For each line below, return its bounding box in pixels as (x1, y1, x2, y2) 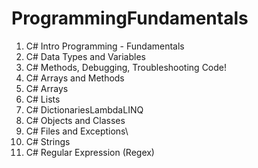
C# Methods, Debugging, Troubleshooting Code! (25, 61, 228, 73)
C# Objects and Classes (25, 114, 126, 126)
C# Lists (25, 93, 61, 105)
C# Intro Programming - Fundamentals (25, 40, 185, 52)
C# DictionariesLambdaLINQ (25, 103, 144, 116)
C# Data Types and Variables (25, 50, 146, 62)
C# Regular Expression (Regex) (25, 146, 155, 158)
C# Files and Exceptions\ (25, 125, 129, 137)
